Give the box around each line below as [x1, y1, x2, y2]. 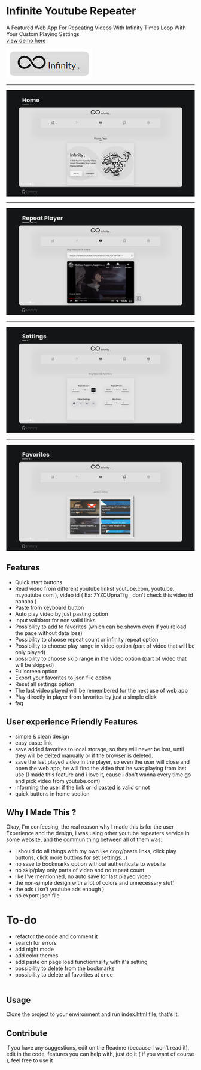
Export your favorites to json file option [14, 674, 111, 681]
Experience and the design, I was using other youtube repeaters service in [6, 830, 190, 837]
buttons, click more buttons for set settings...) [14, 854, 127, 861]
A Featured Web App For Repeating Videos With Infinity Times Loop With [6, 24, 187, 31]
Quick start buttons [14, 578, 63, 585]
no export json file [14, 892, 60, 899]
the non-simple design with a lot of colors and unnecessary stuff [14, 879, 175, 887]
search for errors [14, 939, 57, 947]
